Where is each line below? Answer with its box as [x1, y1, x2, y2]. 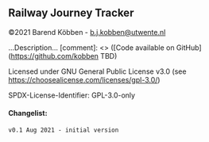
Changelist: [8, 109, 48, 118]
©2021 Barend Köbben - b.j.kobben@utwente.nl [8, 27, 166, 36]
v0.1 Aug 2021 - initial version [8, 126, 119, 134]
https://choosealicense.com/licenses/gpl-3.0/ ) [8, 75, 161, 84]
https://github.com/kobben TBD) [10, 51, 118, 60]
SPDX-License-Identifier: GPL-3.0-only [8, 90, 136, 100]
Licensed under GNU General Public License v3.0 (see [8, 67, 187, 76]
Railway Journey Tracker [8, 6, 134, 20]
